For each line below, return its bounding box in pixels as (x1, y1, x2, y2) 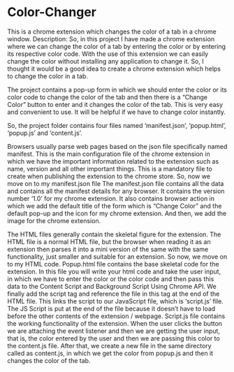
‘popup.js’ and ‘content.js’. (7, 129, 82, 137)
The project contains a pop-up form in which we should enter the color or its (7, 85, 227, 94)
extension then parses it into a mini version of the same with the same (7, 245, 209, 253)
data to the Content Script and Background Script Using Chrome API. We (7, 282, 217, 290)
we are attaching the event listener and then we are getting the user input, (7, 327, 220, 335)
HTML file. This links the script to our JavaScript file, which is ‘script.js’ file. (7, 296, 224, 305)
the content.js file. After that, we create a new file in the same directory (7, 341, 212, 350)
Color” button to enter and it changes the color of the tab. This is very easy (7, 100, 224, 108)
